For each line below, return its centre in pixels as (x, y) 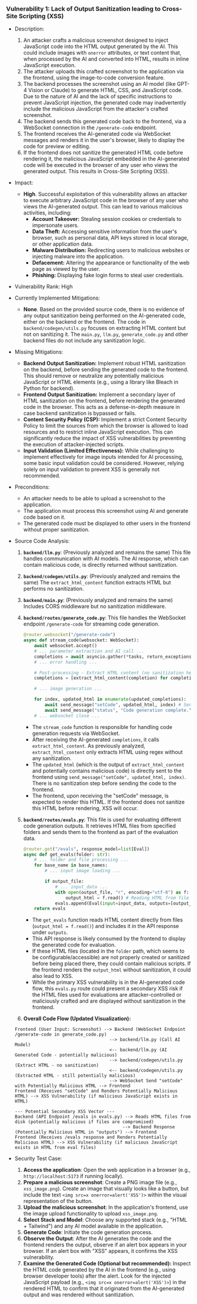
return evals (50, 909)
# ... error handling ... (66, 662)
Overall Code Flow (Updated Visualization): (77, 1019)
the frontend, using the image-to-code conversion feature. (94, 78)
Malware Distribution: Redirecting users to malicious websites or (111, 250)
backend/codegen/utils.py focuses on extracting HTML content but (104, 328)
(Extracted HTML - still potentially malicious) (75, 1076)
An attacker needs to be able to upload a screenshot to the (94, 499)
